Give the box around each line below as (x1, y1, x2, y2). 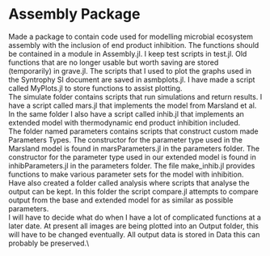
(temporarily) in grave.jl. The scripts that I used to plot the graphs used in (8, 66, 252, 75)
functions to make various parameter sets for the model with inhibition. (8, 169, 244, 179)
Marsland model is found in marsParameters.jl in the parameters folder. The (8, 143, 260, 153)
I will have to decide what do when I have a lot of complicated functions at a (8, 212, 261, 222)
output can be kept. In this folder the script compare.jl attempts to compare (8, 186, 259, 196)
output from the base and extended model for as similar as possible (8, 195, 234, 205)
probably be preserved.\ (8, 238, 90, 248)
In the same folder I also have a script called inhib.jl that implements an (8, 109, 245, 118)
